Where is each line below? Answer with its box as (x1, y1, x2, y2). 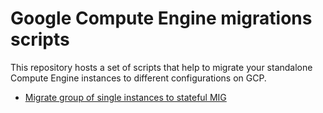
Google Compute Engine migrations (10, 7, 313, 30)
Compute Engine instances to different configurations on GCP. (10, 72, 267, 84)
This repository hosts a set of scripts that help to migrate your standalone (10, 61, 313, 73)
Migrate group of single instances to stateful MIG (24, 91, 227, 103)
